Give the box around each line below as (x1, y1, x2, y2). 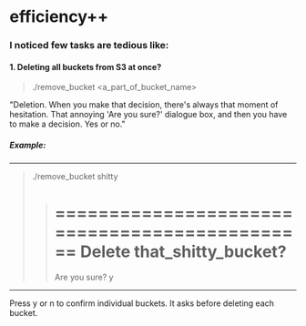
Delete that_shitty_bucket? (80, 241, 287, 262)
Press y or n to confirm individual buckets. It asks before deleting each (9, 298, 275, 309)
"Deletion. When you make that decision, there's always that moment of (9, 99, 279, 110)
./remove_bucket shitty (31, 171, 118, 182)
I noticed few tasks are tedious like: (9, 39, 169, 52)
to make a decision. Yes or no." (9, 118, 126, 129)
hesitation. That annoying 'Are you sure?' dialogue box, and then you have (9, 109, 288, 120)
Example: (9, 139, 46, 150)
